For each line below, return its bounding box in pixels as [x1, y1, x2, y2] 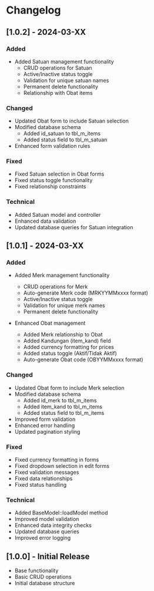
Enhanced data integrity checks [14, 522, 92, 529]
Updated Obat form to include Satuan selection [14, 117, 129, 124]
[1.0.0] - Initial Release [6, 552, 90, 562]
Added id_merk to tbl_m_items [23, 397, 97, 404]
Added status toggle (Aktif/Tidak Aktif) [23, 350, 117, 357]
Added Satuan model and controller [14, 211, 101, 218]
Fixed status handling [14, 481, 67, 488]
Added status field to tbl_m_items [23, 409, 105, 416]
